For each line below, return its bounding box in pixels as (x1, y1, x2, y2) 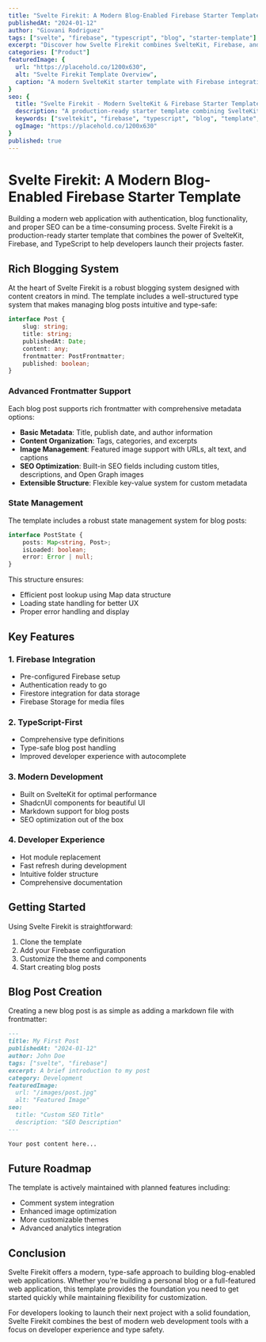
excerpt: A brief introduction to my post (8, 1066, 150, 1074)
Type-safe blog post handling (19, 743, 116, 753)
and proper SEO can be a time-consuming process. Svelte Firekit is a (8, 223, 234, 232)
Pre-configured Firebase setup (19, 671, 121, 681)
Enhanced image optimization (19, 1207, 117, 1216)
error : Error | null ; (22, 553, 93, 561)
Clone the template (19, 936, 82, 947)
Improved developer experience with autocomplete (19, 752, 187, 761)
